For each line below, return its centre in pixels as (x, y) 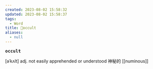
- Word (16, 23)
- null (16, 37)
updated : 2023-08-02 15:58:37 (36, 14)
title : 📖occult (21, 28)
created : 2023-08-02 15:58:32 (36, 10)
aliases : (14, 33)
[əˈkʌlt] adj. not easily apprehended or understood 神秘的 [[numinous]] (77, 61)
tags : (11, 19)
